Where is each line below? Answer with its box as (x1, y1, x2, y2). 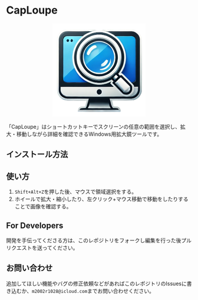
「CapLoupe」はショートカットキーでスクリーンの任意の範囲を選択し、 (6, 123, 181, 130)
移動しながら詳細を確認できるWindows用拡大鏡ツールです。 (16, 131, 163, 138)
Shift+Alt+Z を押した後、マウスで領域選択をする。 (14, 188, 137, 195)
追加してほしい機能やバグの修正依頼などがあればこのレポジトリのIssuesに (6, 280, 187, 287)
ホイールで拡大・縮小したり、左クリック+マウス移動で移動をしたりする (14, 195, 189, 203)
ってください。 (42, 244, 78, 251)
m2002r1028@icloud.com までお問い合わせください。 (31, 287, 155, 294)
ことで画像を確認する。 (14, 203, 72, 210)
